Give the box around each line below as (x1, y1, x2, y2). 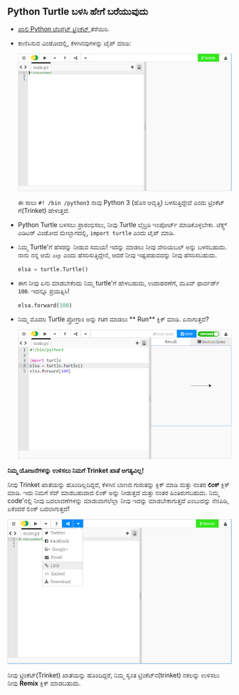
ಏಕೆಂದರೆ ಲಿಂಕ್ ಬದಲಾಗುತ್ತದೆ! (7, 505, 70, 513)
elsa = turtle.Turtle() (17, 266, 89, 273)
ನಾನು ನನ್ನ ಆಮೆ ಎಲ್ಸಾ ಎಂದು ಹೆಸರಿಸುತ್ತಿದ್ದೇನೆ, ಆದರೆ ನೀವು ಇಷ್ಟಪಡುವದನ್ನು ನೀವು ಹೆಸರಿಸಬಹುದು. (17, 251, 217, 259)
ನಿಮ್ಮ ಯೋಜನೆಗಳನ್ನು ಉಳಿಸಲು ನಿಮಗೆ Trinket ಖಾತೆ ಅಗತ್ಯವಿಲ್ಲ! (7, 466, 144, 475)
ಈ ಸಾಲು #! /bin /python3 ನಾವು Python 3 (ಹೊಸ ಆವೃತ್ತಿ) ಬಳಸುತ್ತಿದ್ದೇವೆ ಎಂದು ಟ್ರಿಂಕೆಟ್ (17, 198, 225, 207)
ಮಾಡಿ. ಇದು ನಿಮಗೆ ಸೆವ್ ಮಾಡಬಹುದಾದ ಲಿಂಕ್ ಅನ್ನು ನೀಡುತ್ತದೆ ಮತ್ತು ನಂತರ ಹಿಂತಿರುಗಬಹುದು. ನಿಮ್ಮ (7, 488, 220, 497)
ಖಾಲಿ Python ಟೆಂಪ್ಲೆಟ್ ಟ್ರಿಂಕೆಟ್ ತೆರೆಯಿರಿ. (17, 24, 110, 33)
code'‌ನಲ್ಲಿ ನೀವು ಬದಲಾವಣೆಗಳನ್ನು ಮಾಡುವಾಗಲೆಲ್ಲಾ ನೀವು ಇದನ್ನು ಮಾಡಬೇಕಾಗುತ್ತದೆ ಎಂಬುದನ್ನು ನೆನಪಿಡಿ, (7, 496, 230, 505)
